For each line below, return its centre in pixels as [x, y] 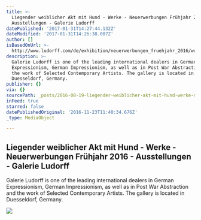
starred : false [25, 106]
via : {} [16, 90]
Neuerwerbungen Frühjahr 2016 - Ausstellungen [99, 156]
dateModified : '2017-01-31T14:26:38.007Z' [60, 34]
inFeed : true [22, 101]
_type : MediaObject [31, 117]
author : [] [20, 40]
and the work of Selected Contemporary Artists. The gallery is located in [95, 193]
